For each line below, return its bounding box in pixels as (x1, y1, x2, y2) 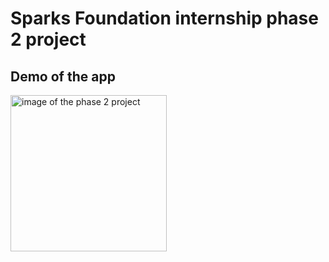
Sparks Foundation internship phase (10, 7, 319, 30)
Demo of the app (10, 68, 116, 85)
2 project (10, 28, 87, 51)
